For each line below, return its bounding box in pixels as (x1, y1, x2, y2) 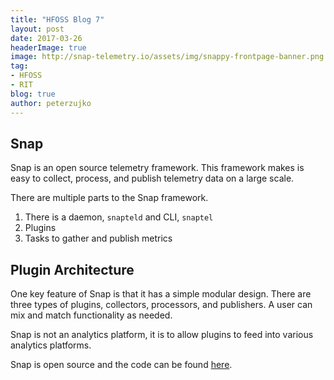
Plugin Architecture (10, 261, 135, 278)
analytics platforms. (10, 339, 92, 351)
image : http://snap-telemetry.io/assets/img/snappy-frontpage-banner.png (10, 52, 325, 62)
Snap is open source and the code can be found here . (10, 359, 233, 371)
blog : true (10, 89, 56, 99)
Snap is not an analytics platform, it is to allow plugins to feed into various (10, 329, 314, 341)
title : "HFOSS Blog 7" (10, 14, 105, 25)
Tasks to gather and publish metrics (24, 232, 173, 245)
